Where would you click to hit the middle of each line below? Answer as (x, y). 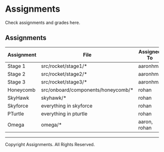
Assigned (150, 51)
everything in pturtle (64, 113)
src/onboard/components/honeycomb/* (87, 90)
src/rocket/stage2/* (64, 74)
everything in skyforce (67, 106)
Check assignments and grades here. (43, 22)
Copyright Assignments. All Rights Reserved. (50, 144)
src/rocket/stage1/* (64, 66)
